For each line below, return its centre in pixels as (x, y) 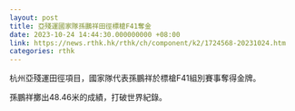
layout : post (34, 18)
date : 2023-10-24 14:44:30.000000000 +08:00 (95, 34)
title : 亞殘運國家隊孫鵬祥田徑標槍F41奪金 (80, 26)
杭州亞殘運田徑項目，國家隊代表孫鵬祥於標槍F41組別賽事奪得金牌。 (135, 79)
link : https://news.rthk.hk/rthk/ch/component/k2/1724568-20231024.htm (147, 43)
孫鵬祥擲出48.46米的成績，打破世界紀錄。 (88, 97)
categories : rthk (42, 51)
